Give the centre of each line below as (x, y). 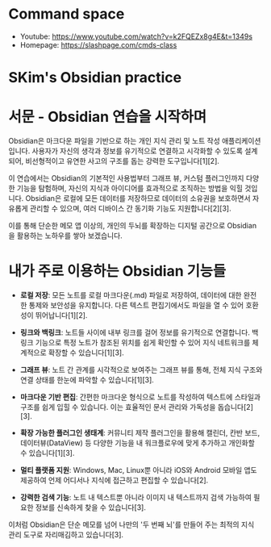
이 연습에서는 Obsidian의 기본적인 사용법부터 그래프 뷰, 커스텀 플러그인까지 (126, 178)
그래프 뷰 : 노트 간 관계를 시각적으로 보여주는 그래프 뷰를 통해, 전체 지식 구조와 (141, 370)
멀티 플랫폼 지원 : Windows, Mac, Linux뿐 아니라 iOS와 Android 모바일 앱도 (138, 470)
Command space (67, 14)
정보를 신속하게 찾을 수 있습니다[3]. (91, 507)
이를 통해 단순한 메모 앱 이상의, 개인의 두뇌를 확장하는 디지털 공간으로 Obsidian (132, 226)
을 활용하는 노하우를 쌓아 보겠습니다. (65, 236)
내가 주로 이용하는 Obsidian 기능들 (117, 271)
